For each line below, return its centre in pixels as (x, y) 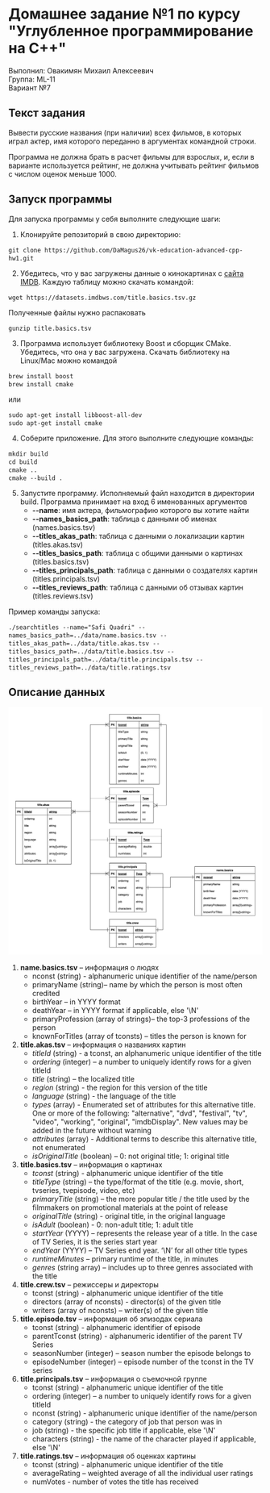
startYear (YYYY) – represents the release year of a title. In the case (145, 1233)
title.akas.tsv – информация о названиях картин (103, 1045)
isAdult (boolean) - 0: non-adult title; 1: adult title (112, 1225)
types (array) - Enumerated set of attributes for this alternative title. (144, 1105)
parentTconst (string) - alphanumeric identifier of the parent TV (137, 1337)
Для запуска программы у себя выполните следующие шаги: (114, 219)
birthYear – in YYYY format (76, 1002)
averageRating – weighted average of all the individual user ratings (143, 1474)
